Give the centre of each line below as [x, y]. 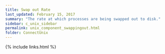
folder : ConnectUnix [27, 33]
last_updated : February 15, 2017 [40, 14]
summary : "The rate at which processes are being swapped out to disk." [83, 19]
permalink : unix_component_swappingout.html [53, 28]
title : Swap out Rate [28, 10]
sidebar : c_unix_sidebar [31, 24]
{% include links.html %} [31, 47]
